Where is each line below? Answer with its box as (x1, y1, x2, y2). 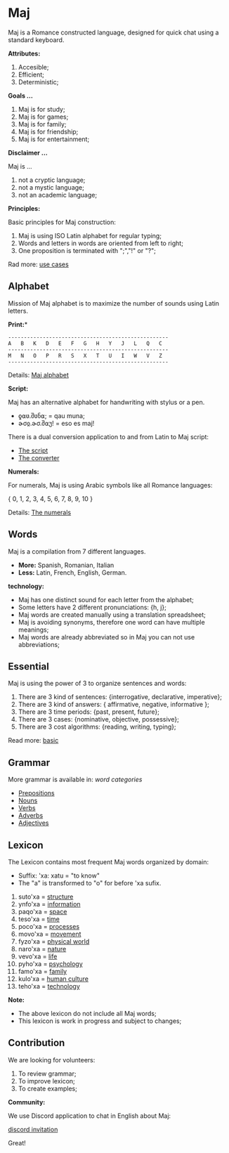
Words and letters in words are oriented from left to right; (18, 239, 183, 247)
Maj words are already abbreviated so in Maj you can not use (18, 632, 195, 641)
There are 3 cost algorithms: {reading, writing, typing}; (18, 722, 176, 731)
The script (18, 446, 48, 455)
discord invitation (8, 1125, 58, 1133)
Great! (8, 1138, 27, 1147)
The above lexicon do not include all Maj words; (18, 1010, 157, 1017)
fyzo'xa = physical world (18, 937, 90, 946)
